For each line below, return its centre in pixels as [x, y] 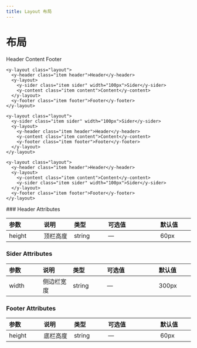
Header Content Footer [34, 59]
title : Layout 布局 [29, 11]
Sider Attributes [29, 254]
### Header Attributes [33, 209]
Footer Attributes [31, 308]
